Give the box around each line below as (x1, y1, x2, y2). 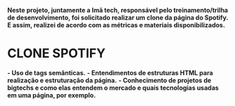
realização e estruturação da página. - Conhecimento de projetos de (7, 76, 212, 84)
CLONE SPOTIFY (7, 46, 106, 62)
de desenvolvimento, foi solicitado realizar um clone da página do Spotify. (7, 13, 229, 22)
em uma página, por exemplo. (7, 91, 96, 99)
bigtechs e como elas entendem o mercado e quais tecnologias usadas (7, 84, 220, 92)
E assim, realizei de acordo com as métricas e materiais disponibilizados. (7, 21, 225, 29)
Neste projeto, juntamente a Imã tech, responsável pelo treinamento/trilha (7, 6, 229, 14)
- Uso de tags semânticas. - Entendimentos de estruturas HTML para (7, 68, 213, 77)
